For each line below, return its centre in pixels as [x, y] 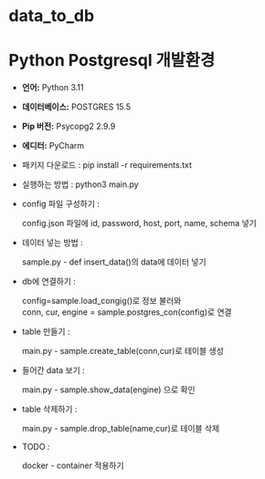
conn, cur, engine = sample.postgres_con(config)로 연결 [127, 312]
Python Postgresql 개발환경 [112, 61]
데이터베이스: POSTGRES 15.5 [76, 107]
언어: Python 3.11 [53, 88]
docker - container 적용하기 [73, 465]
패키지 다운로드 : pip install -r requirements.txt [107, 165]
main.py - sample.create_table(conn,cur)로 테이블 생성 [123, 351]
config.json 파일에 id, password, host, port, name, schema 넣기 [139, 224]
